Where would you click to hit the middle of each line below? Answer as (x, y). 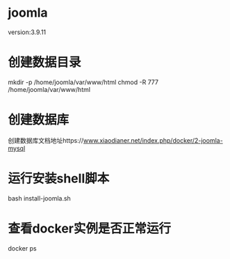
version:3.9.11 (27, 32)
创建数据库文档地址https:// (46, 140)
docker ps (22, 248)
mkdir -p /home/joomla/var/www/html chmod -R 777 (83, 82)
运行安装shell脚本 (59, 178)
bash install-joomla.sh (40, 198)
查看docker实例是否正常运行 (89, 228)
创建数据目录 (45, 62)
